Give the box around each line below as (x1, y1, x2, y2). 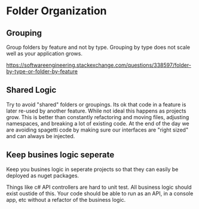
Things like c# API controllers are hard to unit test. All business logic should (6, 183, 192, 191)
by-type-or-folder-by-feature (6, 68, 78, 75)
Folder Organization (6, 4, 107, 18)
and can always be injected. (6, 132, 75, 139)
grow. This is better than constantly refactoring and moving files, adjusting (6, 113, 189, 120)
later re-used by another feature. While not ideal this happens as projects (6, 107, 186, 114)
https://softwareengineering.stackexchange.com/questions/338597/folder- (6, 61, 191, 68)
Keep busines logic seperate (6, 150, 115, 160)
